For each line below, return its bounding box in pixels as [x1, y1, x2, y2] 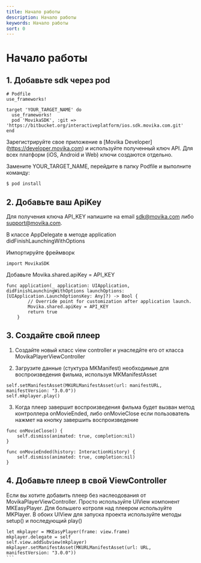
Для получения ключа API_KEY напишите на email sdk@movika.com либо [6, 213, 194, 220]
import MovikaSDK [6, 260, 50, 267]
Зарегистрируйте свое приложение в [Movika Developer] [6, 139, 152, 146]
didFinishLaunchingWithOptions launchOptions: [6, 288, 125, 294]
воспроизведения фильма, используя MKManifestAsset [14, 370, 157, 378]
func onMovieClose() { [6, 427, 63, 434]
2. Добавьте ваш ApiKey [6, 197, 102, 207]
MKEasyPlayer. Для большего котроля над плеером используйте [6, 504, 172, 511]
